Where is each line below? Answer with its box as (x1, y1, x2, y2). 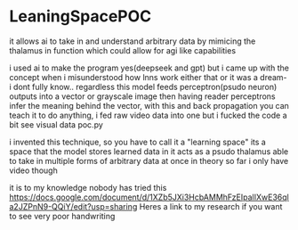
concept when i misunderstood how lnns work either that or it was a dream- (9, 71, 287, 82)
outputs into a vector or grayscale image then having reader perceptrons (9, 91, 276, 102)
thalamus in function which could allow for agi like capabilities (9, 45, 237, 55)
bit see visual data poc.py (9, 119, 104, 130)
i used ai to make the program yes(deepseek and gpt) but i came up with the (9, 62, 289, 73)
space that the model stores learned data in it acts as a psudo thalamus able (9, 145, 289, 157)
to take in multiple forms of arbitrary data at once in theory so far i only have (9, 155, 289, 166)
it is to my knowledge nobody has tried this (9, 182, 167, 193)
